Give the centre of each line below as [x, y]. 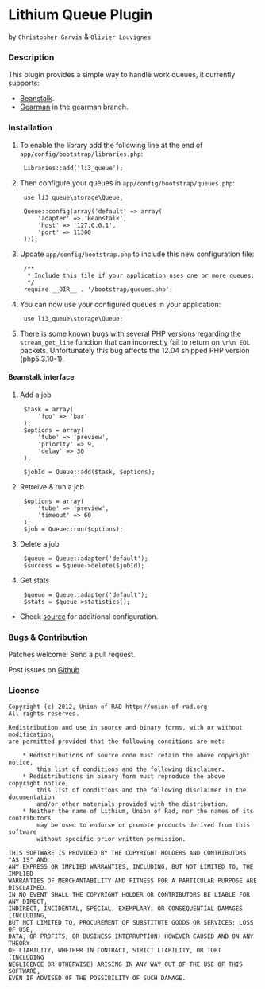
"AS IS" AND [28, 860]
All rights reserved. [44, 714]
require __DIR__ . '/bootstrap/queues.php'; [98, 289]
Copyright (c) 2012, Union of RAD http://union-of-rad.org [108, 707]
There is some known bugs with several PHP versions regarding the [131, 333]
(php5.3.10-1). [42, 359]
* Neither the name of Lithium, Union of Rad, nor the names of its [138, 812]
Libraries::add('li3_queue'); [73, 168]
